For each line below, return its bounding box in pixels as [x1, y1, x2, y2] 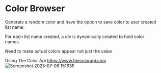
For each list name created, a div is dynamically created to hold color [5, 34, 145, 39]
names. [5, 38, 20, 44]
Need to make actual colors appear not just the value [5, 48, 112, 54]
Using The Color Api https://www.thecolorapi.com [5, 57, 107, 63]
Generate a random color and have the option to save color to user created [5, 19, 157, 25]
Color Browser [5, 3, 65, 14]
